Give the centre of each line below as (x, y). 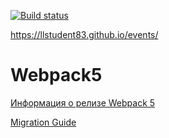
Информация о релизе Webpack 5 (83, 102)
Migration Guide (43, 122)
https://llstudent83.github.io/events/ (84, 34)
